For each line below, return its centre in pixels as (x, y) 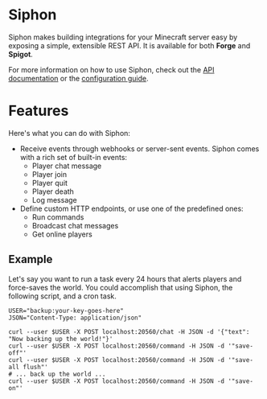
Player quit (50, 183)
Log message (55, 199)
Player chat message (67, 166)
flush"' (35, 367)
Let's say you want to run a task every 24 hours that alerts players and (125, 278)
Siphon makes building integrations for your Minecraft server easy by (123, 37)
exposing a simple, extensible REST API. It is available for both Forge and (129, 45)
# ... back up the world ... (57, 374)
